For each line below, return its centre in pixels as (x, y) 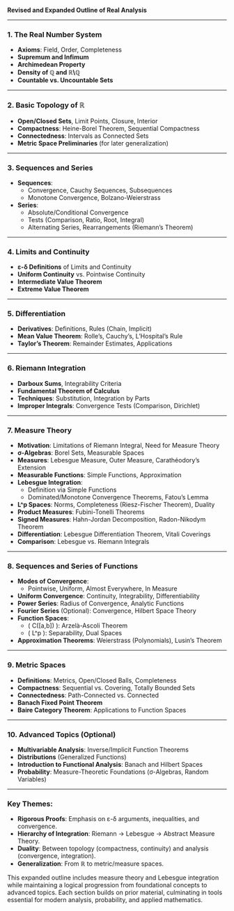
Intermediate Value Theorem (60, 282)
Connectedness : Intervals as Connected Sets (83, 136)
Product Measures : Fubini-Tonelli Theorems (81, 512)
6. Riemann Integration (46, 368)
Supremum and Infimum (53, 57)
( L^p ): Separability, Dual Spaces (75, 633)
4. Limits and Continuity (48, 251)
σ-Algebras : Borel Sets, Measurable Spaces (81, 453)
